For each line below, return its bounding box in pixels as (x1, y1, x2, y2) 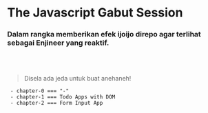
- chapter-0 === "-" (10, 88, 70, 94)
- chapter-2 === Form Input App (10, 100, 103, 107)
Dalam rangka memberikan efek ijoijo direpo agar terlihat (7, 30, 201, 39)
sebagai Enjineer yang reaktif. (7, 38, 110, 48)
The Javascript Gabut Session (7, 5, 183, 21)
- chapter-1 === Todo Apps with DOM (10, 94, 116, 101)
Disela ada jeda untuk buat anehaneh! (23, 74, 132, 83)
